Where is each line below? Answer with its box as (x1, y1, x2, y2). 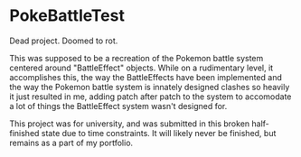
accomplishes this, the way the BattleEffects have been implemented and (9, 71, 282, 82)
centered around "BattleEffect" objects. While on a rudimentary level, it (9, 62, 274, 73)
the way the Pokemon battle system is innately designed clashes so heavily (9, 81, 290, 92)
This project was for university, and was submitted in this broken (9, 118, 250, 129)
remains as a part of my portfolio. (9, 137, 134, 148)
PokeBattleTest (9, 5, 125, 26)
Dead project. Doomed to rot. (9, 35, 118, 46)
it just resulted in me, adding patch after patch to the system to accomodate (9, 91, 292, 102)
